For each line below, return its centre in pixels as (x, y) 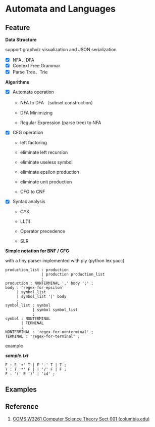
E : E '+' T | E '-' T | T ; (36, 365)
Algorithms (17, 82)
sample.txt (17, 356)
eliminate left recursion (44, 152)
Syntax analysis (29, 202)
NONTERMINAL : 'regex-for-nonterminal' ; (49, 332)
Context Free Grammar (36, 66)
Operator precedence (43, 231)
